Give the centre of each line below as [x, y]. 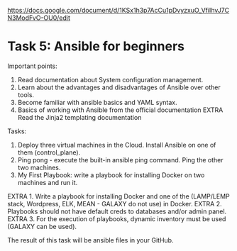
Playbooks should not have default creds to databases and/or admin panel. [117, 211]
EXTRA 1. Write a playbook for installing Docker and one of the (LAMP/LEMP [118, 196]
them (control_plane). [49, 152]
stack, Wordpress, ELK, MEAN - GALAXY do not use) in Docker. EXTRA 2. [115, 203]
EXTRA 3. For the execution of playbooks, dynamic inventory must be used [117, 218]
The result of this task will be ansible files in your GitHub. [90, 240]
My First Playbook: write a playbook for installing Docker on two [111, 175]
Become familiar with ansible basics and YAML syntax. [97, 102]
